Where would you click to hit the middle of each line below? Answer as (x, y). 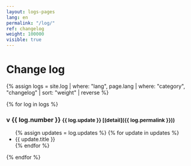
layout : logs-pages (31, 12)
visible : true (24, 40)
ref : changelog (25, 29)
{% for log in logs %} (32, 104)
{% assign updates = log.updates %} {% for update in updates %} (97, 133)
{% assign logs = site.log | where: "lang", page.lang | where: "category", (96, 86)
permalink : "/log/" (31, 23)
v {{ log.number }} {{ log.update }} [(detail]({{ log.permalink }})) (91, 120)
